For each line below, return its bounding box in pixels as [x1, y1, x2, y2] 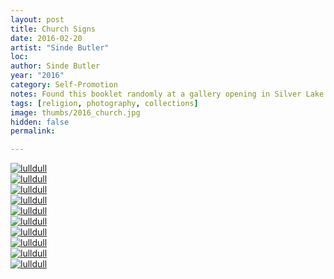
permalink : [10, 126, 56, 136]
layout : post [10, 14, 65, 25]
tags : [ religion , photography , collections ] [10, 98, 199, 108]
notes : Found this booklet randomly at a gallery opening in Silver [10, 89, 302, 99]
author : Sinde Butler [10, 61, 101, 71]
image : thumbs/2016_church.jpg [10, 107, 141, 118]
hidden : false [10, 117, 70, 127]
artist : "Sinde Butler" [10, 42, 110, 53]
